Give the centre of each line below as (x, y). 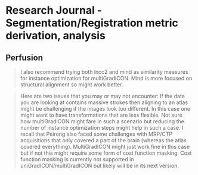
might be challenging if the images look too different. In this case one (105, 109)
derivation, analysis (55, 36)
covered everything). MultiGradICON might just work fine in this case (105, 147)
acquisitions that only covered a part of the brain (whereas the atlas (103, 140)
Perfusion (24, 57)
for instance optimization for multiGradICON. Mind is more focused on (106, 78)
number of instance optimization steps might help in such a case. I (102, 128)
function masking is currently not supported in (77, 159)
